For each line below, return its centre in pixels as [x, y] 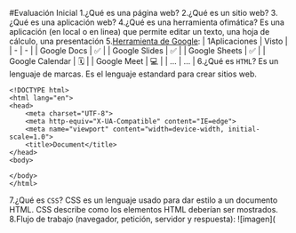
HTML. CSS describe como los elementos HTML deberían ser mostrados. [144, 209]
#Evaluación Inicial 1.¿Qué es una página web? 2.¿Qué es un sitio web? [139, 13]
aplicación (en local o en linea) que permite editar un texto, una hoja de [140, 32]
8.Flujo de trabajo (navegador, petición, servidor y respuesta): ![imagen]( [142, 219]
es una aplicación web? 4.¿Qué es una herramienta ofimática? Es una [157, 22]
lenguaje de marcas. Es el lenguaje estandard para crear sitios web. [133, 74]
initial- [244, 129]
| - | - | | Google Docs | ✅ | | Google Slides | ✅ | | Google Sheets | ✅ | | [137, 51]
